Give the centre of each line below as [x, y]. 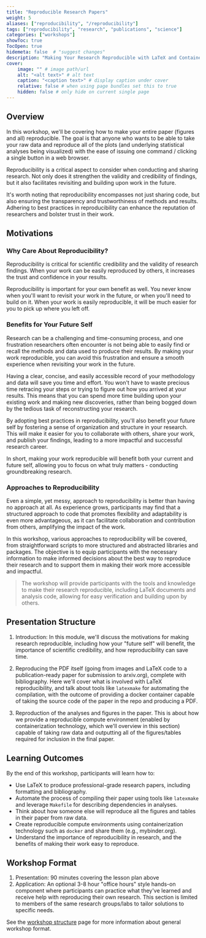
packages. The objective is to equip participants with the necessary [92, 552]
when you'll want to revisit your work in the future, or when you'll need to [99, 296]
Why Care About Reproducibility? [57, 251]
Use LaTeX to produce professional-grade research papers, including [103, 785]
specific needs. [35, 910]
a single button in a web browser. [48, 158]
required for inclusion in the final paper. [65, 739]
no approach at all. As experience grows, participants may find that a [93, 507]
